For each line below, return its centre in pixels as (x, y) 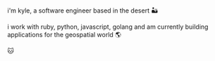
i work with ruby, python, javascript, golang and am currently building (108, 27)
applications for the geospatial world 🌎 (64, 35)
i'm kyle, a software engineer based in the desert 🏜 (83, 11)
